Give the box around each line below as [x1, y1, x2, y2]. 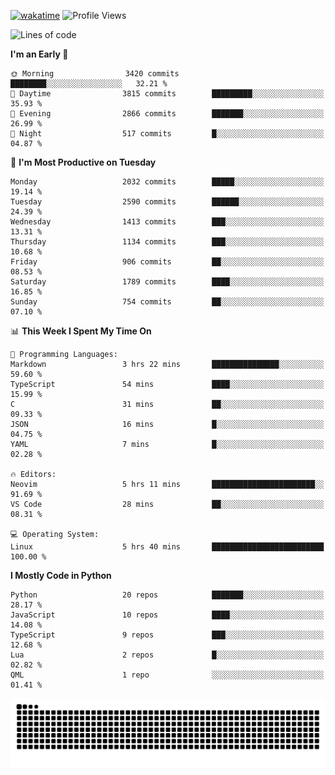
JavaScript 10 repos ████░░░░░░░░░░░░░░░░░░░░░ [10, 610, 325, 620]
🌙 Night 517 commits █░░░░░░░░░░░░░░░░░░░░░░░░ [10, 129, 325, 139]
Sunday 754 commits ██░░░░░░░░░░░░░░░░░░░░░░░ [10, 297, 325, 307]
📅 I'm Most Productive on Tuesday [10, 156, 157, 168]
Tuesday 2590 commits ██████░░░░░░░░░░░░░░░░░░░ [10, 197, 325, 207]
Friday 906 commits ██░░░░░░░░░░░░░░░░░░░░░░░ [10, 257, 325, 267]
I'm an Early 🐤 [10, 48, 69, 60]
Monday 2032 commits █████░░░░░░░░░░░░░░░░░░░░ [10, 177, 325, 187]
